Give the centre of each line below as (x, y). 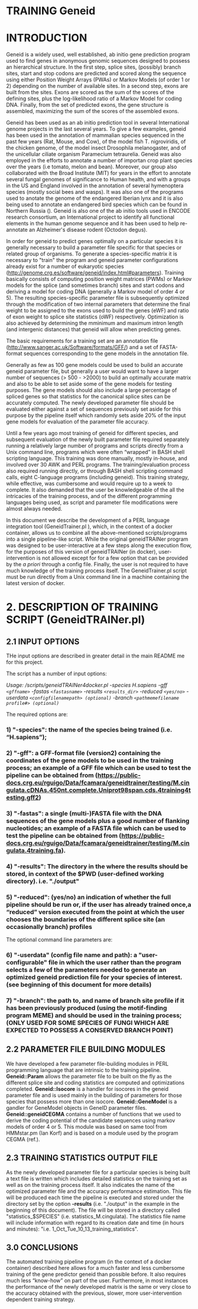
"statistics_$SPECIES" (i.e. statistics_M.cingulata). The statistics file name (96, 1216)
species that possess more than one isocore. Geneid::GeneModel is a (92, 1102)
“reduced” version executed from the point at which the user (95, 912)
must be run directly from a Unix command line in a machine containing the (98, 577)
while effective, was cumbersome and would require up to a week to (89, 484)
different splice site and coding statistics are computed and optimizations (95, 1083)
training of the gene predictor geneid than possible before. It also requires (96, 1274)
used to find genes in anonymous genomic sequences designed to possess (98, 61)
